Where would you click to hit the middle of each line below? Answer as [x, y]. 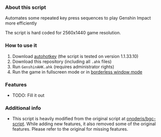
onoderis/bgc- [141, 119]
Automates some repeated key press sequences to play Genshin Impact [78, 18]
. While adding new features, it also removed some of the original [90, 124]
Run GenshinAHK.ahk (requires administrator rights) [63, 67]
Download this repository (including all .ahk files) [62, 61]
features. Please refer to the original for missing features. [70, 129]
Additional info [23, 108]
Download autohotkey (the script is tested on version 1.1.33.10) [75, 56]
